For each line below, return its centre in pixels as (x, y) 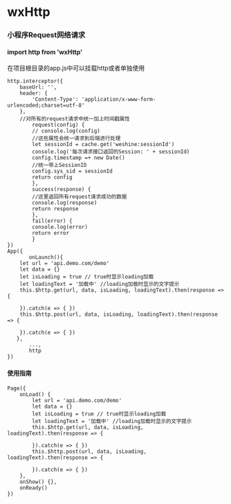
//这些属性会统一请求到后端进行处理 (76, 138)
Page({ (17, 388)
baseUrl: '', (38, 87)
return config (52, 177)
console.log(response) (65, 203)
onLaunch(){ (46, 258)
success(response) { (62, 190)
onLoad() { (35, 394)
